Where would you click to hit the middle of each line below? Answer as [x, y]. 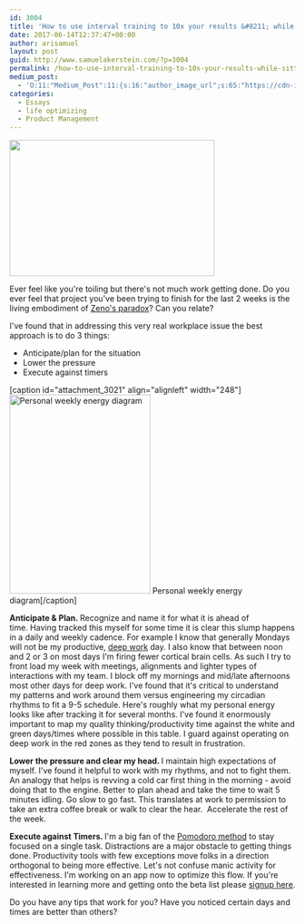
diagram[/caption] [43, 601]
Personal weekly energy [197, 591]
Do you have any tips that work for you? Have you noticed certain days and [150, 902]
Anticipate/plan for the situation [81, 353]
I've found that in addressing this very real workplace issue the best [136, 326]
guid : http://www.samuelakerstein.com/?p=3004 [99, 60]
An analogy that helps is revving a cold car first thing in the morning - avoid [150, 781]
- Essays [34, 102]
